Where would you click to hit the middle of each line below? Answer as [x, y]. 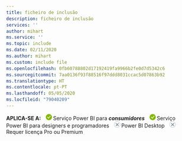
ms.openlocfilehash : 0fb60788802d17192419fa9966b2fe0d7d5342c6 [86, 68]
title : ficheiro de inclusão [42, 12]
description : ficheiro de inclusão [50, 19]
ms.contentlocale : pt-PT [37, 87]
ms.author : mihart [29, 56]
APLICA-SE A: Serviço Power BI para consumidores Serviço [91, 118]
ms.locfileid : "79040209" [38, 100]
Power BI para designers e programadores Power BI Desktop [85, 125]
